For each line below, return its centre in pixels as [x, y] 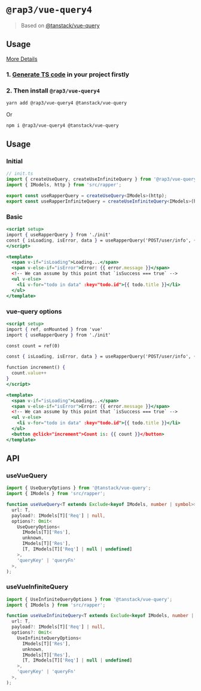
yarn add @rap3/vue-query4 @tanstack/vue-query [67, 103]
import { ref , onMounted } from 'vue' [54, 329]
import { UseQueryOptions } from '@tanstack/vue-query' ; [79, 488]
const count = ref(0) [33, 346]
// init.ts [20, 174]
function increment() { [36, 368]
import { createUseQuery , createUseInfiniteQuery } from [79, 179]
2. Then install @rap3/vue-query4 [53, 90]
